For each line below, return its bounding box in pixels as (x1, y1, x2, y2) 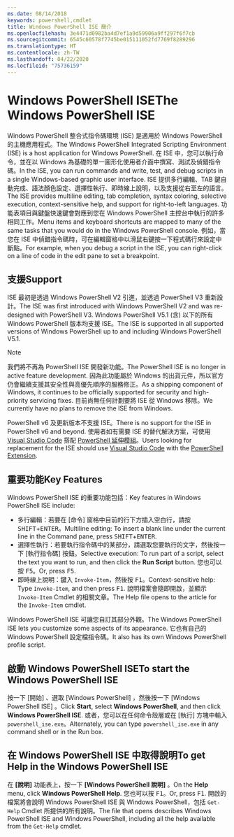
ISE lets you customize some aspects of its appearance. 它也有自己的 (7, 624, 207, 633)
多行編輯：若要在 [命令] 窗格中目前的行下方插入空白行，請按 (17, 515, 191, 524)
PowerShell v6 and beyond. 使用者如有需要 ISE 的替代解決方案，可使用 (7, 427, 211, 436)
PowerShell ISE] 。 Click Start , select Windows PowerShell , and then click (7, 702, 221, 710)
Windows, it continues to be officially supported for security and (7, 388, 192, 396)
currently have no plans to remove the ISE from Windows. (7, 404, 173, 413)
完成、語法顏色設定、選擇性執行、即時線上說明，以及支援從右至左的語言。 (13, 183, 228, 192)
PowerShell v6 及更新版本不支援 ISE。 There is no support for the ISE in (7, 419, 212, 427)
